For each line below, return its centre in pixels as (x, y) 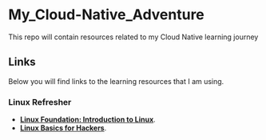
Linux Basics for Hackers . (63, 128)
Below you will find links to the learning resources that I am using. (116, 81)
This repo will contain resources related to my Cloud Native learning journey (133, 37)
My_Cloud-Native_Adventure (107, 15)
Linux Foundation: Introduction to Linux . (87, 120)
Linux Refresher (40, 102)
